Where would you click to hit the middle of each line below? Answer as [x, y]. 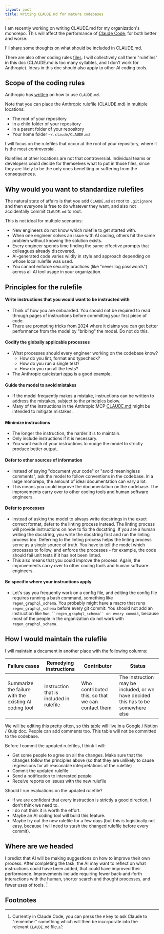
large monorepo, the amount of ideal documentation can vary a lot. [80, 481]
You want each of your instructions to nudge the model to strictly [77, 444]
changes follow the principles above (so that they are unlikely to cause [83, 760]
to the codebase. [22, 736]
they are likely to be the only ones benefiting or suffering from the [71, 169]
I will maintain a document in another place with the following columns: [76, 651]
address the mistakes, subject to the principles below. [66, 401]
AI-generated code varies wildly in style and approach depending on [81, 256]
